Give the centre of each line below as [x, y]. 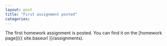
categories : [18, 19]
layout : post [19, 10]
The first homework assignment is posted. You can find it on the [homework [83, 33]
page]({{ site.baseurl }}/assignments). [44, 38]
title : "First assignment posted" [41, 14]
